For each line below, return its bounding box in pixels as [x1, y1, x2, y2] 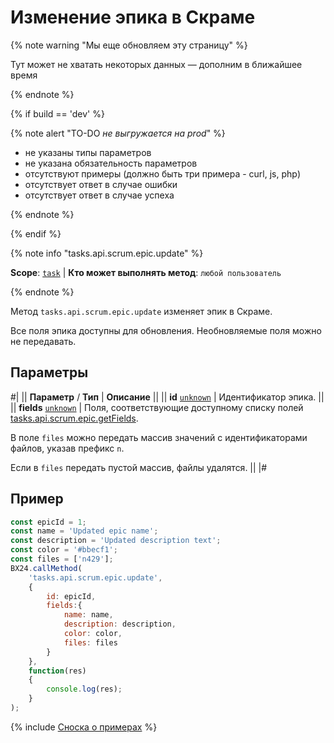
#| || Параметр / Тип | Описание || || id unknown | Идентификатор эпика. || [10, 391, 325, 403]
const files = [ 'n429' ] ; [10, 554, 114, 565]
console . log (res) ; [46, 684, 123, 695]
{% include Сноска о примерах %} [10, 721, 158, 733]
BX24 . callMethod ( [10, 563, 83, 573]
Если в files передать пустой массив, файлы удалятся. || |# [10, 461, 268, 473]
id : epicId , [46, 591, 97, 601]
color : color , [63, 629, 123, 639]
